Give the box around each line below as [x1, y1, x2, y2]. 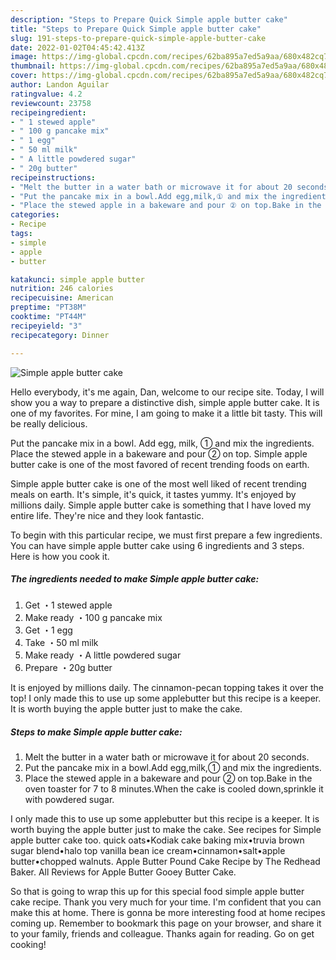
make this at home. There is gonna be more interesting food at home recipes [10, 907, 326, 919]
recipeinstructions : [10, 172, 97, 183]
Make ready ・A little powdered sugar [24, 649, 182, 661]
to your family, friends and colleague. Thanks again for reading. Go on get [10, 928, 315, 940]
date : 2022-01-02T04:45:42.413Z [10, 42, 145, 53]
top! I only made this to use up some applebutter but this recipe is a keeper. [10, 692, 322, 705]
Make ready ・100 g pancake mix [24, 612, 163, 624]
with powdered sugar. [24, 794, 115, 806]
